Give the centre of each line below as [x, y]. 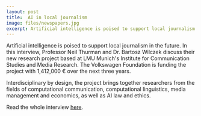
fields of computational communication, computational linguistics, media [96, 89]
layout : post [23, 12]
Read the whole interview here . [45, 107]
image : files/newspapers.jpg [43, 23]
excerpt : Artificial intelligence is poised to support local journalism [101, 29]
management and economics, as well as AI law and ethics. [79, 96]
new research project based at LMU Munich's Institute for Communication [98, 58]
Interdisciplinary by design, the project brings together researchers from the [100, 83]
